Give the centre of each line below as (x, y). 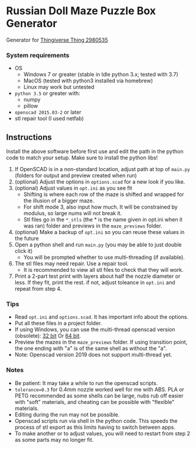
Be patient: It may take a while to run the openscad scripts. (86, 383)
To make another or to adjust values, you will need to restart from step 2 (102, 433)
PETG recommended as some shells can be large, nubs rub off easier (99, 396)
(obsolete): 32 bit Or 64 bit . (48, 336)
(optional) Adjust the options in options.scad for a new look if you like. (100, 182)
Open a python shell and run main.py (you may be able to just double (98, 245)
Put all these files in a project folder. (58, 323)
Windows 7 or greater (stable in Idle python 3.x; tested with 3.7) (101, 75)
